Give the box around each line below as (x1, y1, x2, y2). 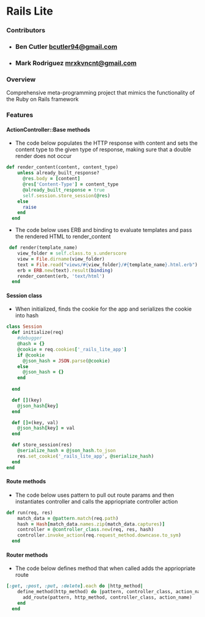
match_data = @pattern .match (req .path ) (17, 515, 119, 521)
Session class (6, 292, 43, 299)
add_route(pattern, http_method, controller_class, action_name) (22, 594, 192, 601)
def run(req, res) (6, 510, 53, 516)
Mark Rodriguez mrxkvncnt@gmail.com (15, 59, 137, 67)
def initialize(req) (12, 330, 64, 336)
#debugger (17, 335, 43, 341)
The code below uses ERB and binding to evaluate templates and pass (15, 226, 192, 234)
